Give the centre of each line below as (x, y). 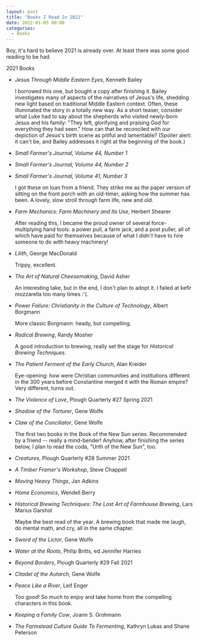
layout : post (22, 12)
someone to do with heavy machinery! (61, 242)
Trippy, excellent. (36, 265)
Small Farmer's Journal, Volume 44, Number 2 (72, 165)
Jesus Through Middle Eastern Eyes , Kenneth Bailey (78, 80)
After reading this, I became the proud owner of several (82, 223)
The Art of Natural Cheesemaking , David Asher (72, 277)
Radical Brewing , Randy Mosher (54, 335)
